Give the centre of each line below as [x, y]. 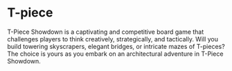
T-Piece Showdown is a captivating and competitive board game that [106, 32]
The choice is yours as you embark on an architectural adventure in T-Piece [115, 54]
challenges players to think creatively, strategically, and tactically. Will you [113, 39]
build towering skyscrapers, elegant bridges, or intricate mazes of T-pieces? [116, 46]
